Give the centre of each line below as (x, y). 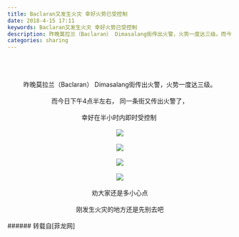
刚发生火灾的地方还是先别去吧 (120, 210)
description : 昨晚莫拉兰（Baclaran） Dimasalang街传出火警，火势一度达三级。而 (117, 34)
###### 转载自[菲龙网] (41, 226)
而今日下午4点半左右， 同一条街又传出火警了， (120, 101)
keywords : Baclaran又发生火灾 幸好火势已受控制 (72, 27)
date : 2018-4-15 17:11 (41, 21)
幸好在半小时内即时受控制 (119, 118)
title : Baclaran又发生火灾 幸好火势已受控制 (68, 14)
